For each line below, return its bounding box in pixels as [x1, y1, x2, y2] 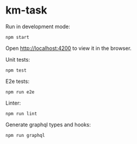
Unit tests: [5, 56, 30, 63]
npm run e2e [5, 89, 35, 95]
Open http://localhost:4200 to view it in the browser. [5, 45, 132, 52]
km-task [5, 4, 47, 17]
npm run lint [5, 110, 37, 116]
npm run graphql [5, 132, 45, 138]
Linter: [5, 99, 21, 106]
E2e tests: [5, 78, 30, 85]
